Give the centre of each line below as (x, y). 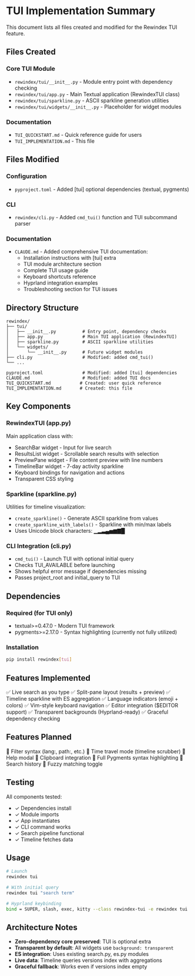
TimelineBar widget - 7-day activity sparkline (69, 466)
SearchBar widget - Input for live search (63, 447)
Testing (20, 782)
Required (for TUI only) (39, 613)
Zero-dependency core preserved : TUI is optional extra (83, 942)
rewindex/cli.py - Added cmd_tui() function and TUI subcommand (96, 217)
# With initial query (33, 888)
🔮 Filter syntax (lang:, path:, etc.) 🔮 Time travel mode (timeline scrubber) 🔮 (96, 751)
